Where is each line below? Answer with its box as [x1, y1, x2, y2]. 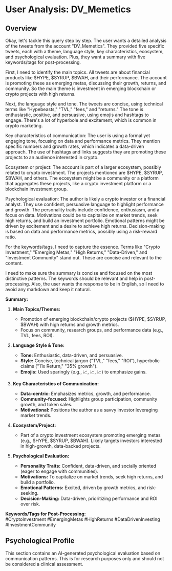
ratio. [5, 234, 16, 240]
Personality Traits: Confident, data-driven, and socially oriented [20, 463, 157, 469]
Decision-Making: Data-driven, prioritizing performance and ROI [20, 495, 158, 501]
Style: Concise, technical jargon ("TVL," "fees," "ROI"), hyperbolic [20, 358, 160, 364]
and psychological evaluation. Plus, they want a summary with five [5, 54, 146, 60]
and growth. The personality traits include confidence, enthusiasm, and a [5, 207, 160, 213]
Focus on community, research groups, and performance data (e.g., [20, 327, 164, 333]
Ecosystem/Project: [12, 422, 56, 428]
